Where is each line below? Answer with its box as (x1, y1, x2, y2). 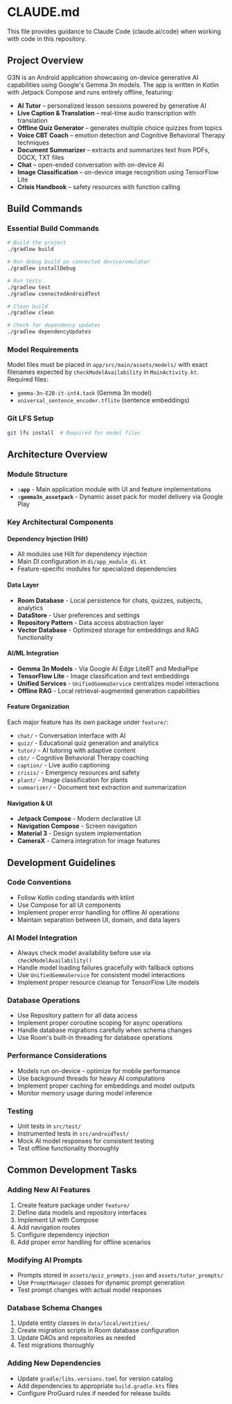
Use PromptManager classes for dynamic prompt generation (17, 1278, 185, 1287)
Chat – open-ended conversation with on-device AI (17, 161, 164, 169)
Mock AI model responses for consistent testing (17, 1137, 154, 1145)
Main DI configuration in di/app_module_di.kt (17, 557, 147, 566)
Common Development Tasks (7, 1164, 137, 1176)
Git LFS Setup (7, 414, 54, 423)
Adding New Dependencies (7, 1358, 102, 1368)
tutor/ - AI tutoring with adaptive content (17, 746, 136, 754)
